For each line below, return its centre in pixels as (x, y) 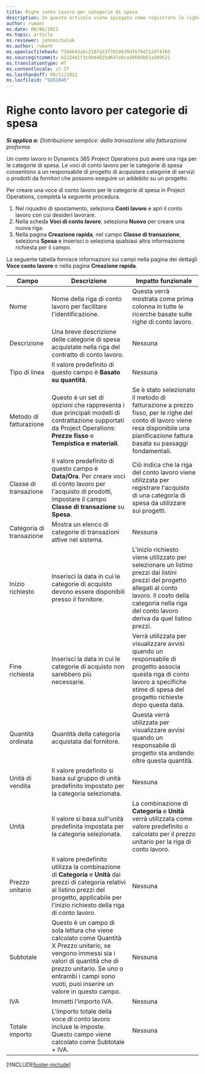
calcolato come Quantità (87, 938)
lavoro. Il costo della (161, 596)
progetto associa (156, 667)
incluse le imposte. (78, 1027)
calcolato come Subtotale (88, 1042)
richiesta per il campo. (43, 248)
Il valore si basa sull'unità (88, 819)
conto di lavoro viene (162, 421)
